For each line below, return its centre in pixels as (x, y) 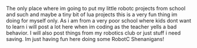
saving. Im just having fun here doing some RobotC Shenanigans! (85, 39)
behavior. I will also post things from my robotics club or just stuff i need (94, 33)
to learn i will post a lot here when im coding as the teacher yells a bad (91, 27)
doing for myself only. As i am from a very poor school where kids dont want (99, 21)
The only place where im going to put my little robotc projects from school (96, 8)
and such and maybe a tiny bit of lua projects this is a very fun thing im (92, 14)
